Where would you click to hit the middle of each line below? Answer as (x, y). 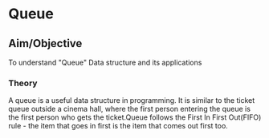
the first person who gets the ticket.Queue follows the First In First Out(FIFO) (135, 117)
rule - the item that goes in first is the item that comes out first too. (118, 126)
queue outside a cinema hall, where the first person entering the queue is (130, 109)
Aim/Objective (45, 43)
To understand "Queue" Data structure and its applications (105, 62)
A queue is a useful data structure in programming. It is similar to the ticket (132, 101)
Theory (23, 83)
